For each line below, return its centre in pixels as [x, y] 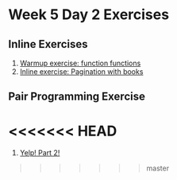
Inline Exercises [48, 44]
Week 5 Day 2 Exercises [88, 15]
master [158, 168]
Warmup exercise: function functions [80, 63]
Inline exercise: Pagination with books [81, 72]
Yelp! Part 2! [40, 153]
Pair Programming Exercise [77, 97]
